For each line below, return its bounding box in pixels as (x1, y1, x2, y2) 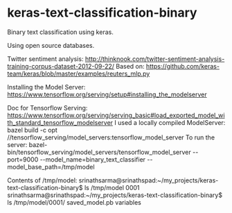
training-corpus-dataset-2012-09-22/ (7, 62, 115, 70)
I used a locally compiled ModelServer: (114, 118, 226, 126)
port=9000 (7, 155, 39, 164)
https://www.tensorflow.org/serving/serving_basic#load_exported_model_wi (7, 111, 225, 119)
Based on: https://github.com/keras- (115, 62, 220, 70)
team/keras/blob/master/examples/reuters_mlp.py (7, 69, 150, 78)
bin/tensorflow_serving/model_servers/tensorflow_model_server (7, 148, 192, 156)
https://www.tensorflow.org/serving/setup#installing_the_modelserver (7, 90, 208, 99)
